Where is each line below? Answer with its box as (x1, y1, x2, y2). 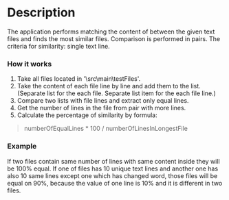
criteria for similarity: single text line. (7, 42, 110, 50)
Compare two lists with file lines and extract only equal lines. (17, 97, 189, 105)
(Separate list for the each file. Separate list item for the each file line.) (17, 89, 217, 97)
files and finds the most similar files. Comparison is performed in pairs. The (7, 34, 221, 42)
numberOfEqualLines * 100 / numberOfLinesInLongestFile (23, 125, 188, 133)
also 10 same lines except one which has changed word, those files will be (7, 171, 218, 179)
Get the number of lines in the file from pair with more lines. (17, 104, 186, 112)
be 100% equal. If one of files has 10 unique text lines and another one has (7, 164, 219, 173)
